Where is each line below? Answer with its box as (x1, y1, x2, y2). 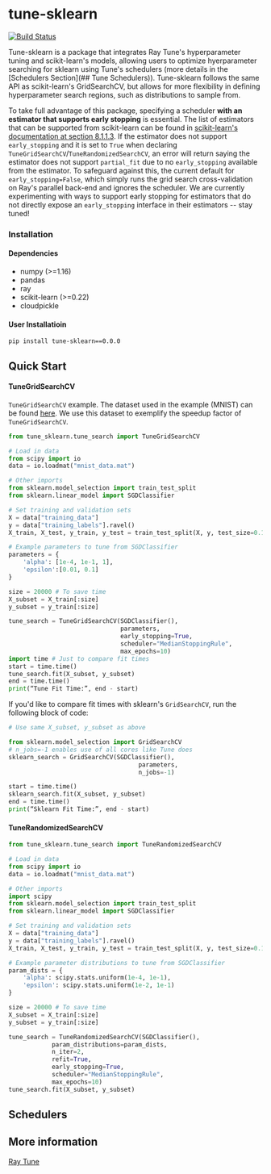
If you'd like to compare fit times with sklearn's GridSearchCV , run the (8, 700, 237, 709)
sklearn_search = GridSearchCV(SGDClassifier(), (8, 753, 175, 761)
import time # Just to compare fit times (8, 654, 150, 662)
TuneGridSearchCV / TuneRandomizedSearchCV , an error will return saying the (8, 148, 250, 158)
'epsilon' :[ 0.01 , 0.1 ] (23, 566, 99, 574)
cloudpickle (19, 301, 59, 311)
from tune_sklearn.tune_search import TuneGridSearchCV (8, 432, 200, 441)
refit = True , (51, 1055, 92, 1063)
